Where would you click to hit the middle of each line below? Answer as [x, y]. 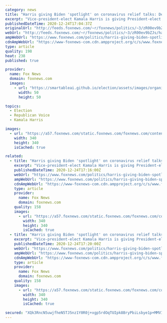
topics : [13, 106]
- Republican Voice [30, 115]
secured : [14, 313]
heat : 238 [15, 56]
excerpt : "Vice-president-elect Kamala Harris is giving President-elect [83, 19]
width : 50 [28, 92]
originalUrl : [19, 28]
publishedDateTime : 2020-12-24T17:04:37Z [49, 24]
